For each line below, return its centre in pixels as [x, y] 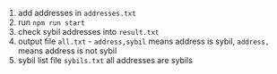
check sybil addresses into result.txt [88, 32]
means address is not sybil [67, 51]
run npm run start [51, 22]
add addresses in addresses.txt [77, 13]
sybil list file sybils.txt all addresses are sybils [105, 60]
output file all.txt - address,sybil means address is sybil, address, [143, 41]
